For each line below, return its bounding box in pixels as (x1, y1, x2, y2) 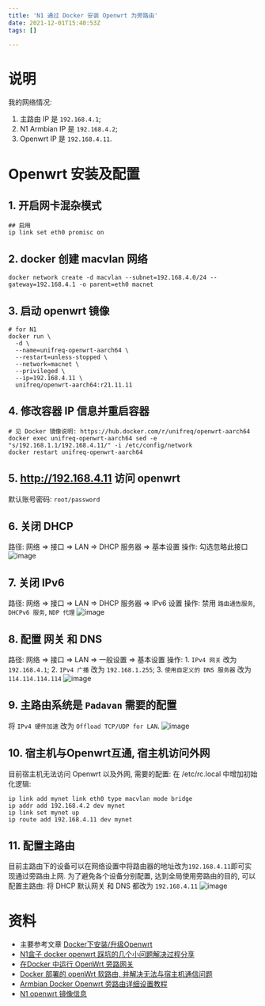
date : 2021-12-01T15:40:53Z (8, 19, 101, 27)
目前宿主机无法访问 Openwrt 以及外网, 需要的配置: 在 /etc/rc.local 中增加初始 (8, 769, 258, 779)
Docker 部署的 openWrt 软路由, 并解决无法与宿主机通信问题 (19, 970, 213, 979)
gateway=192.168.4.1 (8, 280, 77, 289)
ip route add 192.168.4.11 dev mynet (8, 815, 133, 824)
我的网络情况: (8, 97, 53, 107)
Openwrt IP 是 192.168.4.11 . (19, 134, 112, 143)
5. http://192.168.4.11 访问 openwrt (8, 472, 180, 486)
